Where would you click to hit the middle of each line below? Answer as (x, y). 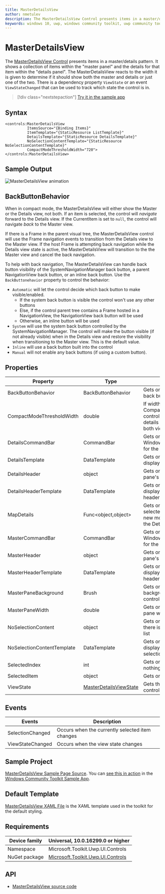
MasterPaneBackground (36, 593)
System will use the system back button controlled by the (69, 326)
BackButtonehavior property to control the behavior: (57, 280)
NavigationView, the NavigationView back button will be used (81, 315)
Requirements (27, 827)
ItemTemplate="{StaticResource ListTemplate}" (75, 132)
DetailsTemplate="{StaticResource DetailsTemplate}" (82, 137)
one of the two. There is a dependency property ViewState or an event (76, 82)
